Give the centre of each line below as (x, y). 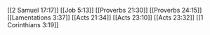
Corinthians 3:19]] (33, 25)
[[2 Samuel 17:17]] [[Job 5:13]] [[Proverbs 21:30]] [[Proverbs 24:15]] (105, 10)
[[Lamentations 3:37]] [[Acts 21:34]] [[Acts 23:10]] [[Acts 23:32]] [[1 (105, 17)
